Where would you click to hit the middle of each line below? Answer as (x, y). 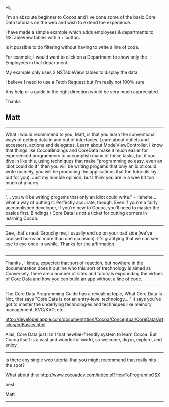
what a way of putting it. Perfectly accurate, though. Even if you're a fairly (82, 202)
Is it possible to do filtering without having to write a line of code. (72, 47)
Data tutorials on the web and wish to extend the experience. (68, 22)
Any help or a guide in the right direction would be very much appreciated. (82, 92)
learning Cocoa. (22, 218)
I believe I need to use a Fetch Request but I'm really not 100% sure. (75, 82)
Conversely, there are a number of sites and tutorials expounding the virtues (84, 273)
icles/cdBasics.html (25, 324)
